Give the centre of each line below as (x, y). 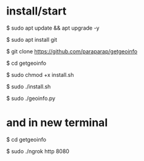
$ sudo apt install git (32, 39)
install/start (36, 11)
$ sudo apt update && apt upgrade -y (53, 28)
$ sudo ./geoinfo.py (31, 98)
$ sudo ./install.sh (29, 87)
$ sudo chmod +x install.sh (40, 74)
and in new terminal (57, 123)
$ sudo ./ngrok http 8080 (38, 151)
